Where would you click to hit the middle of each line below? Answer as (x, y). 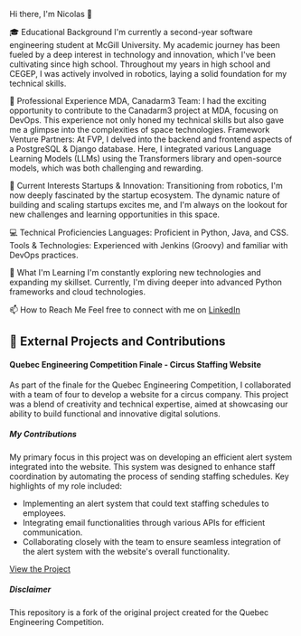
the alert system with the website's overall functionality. (126, 551)
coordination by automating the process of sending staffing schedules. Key (149, 476)
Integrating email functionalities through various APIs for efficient (144, 522)
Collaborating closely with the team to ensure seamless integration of (152, 541)
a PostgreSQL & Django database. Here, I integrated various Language (141, 149)
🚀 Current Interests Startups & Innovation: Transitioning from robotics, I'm (146, 186)
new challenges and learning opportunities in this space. (114, 214)
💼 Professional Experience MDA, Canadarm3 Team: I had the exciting (138, 101)
